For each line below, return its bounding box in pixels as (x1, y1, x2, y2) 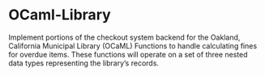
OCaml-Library (8, 6, 111, 24)
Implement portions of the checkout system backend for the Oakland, (8, 32, 241, 42)
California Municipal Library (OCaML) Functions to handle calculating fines (8, 40, 258, 50)
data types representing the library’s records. (8, 58, 160, 68)
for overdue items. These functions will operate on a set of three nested (8, 49, 249, 59)
